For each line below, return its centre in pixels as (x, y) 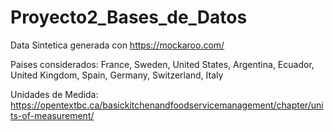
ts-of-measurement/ (52, 115)
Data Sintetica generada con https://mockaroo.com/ (117, 45)
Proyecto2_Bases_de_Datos (129, 17)
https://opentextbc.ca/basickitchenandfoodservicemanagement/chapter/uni (167, 105)
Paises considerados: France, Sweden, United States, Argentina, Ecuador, (162, 64)
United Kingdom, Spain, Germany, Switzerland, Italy (117, 75)
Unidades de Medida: (54, 94)
